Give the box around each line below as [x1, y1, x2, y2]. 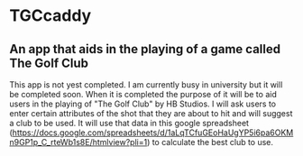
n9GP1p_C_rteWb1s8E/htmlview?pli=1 [9, 137, 148, 147]
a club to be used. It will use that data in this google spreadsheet [9, 118, 250, 128]
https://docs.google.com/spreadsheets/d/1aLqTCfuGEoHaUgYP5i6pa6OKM [12, 127, 294, 138]
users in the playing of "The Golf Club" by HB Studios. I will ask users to [9, 98, 277, 109]
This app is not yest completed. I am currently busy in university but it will [9, 79, 283, 90]
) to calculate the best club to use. [147, 137, 273, 147]
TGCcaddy [9, 5, 92, 26]
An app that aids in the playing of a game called [9, 41, 281, 57]
